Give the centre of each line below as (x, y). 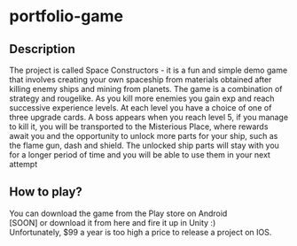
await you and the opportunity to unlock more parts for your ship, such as (144, 136)
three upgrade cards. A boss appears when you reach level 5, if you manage (149, 117)
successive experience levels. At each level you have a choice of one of (141, 108)
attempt (23, 164)
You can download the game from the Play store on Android (118, 213)
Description (42, 49)
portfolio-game (66, 16)
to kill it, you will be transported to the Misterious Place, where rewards (139, 127)
